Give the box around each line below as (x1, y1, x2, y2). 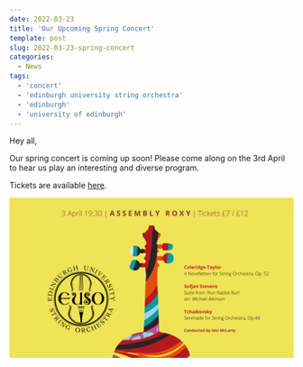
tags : (9, 72, 30, 81)
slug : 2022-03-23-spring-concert (9, 43, 135, 52)
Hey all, (9, 135, 38, 146)
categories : (9, 52, 54, 62)
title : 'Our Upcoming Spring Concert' (9, 23, 155, 33)
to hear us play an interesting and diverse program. (9, 162, 200, 173)
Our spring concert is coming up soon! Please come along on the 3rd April (9, 153, 286, 164)
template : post (9, 33, 67, 42)
